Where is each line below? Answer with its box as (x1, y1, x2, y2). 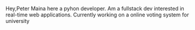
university (5, 18, 30, 24)
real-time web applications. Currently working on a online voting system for (5, 11, 190, 18)
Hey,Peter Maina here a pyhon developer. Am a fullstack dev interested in (5, 5, 184, 12)
